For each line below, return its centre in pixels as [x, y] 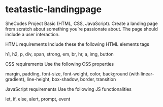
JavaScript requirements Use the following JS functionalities [69, 89]
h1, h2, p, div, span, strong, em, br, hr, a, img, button [59, 54]
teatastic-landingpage [54, 9]
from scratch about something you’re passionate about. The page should [82, 29]
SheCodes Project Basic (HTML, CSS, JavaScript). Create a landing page [82, 23]
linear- [147, 74]
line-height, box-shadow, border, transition [71, 79]
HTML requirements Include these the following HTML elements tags [77, 44]
